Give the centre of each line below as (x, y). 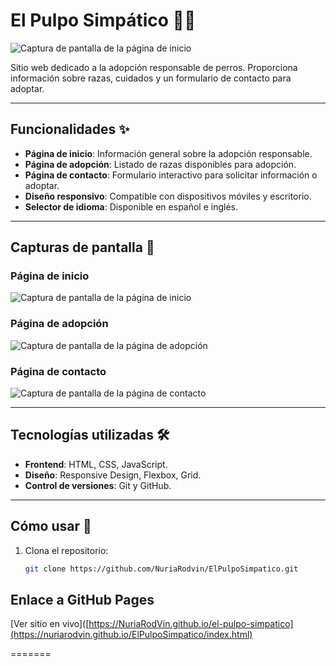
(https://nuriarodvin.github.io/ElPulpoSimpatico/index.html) (131, 635)
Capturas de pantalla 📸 (82, 247)
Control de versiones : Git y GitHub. (98, 485)
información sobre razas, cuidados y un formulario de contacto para (151, 78)
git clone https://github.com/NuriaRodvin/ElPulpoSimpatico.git (161, 569)
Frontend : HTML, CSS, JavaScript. (96, 464)
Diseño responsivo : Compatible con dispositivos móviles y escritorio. (168, 196)
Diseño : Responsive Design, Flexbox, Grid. (113, 475)
